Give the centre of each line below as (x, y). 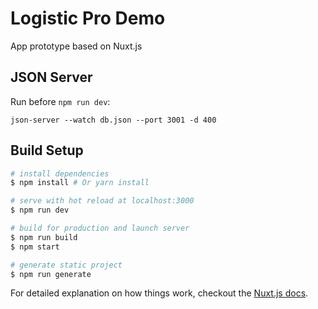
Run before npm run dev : (60, 101)
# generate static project (66, 265)
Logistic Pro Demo (88, 18)
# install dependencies (60, 173)
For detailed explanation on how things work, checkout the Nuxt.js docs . (159, 293)
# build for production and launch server (100, 228)
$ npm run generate (51, 274)
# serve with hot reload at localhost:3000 (102, 201)
